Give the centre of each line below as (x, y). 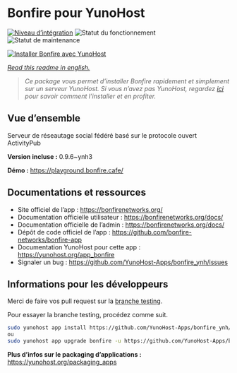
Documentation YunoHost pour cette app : (79, 247)
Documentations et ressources (77, 193)
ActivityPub (24, 143)
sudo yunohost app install (47, 328)
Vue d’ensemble (44, 118)
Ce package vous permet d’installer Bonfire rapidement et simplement (127, 81)
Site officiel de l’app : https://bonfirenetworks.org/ (90, 209)
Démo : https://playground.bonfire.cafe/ (65, 170)
